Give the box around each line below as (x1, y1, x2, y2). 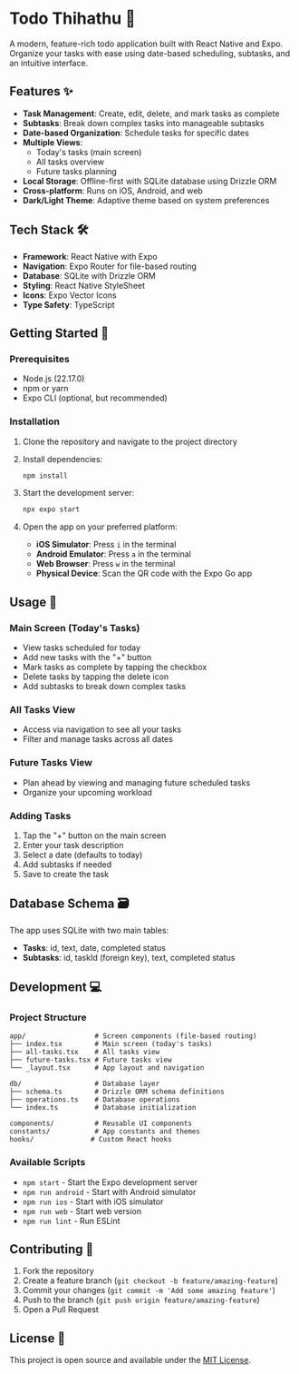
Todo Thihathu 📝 (9, 8, 136, 29)
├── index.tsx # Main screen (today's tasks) (9, 1040, 213, 1049)
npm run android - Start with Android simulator (22, 1186, 197, 1197)
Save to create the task (22, 868, 110, 879)
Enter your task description (22, 839, 124, 850)
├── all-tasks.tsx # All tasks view (9, 1048, 160, 1057)
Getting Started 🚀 (9, 325, 110, 341)
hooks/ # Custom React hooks (9, 1135, 172, 1144)
